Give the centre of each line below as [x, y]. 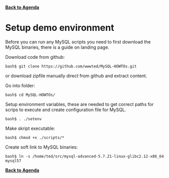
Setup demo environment [60, 28]
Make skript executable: [30, 128]
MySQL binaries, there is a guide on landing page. [57, 47]
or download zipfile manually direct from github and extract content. [76, 76]
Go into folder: [20, 85]
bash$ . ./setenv [24, 119]
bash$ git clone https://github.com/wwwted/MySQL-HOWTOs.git [71, 66]
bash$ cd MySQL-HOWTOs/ [30, 95]
